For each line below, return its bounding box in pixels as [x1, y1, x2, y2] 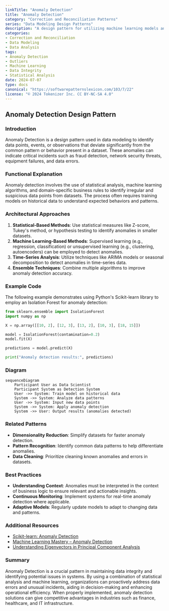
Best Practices [5, 471, 42, 478]
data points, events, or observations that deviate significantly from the [5, 142, 151, 148]
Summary [5, 557, 30, 564]
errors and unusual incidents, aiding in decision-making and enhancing [5, 584, 152, 590]
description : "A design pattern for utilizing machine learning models [5, 26, 158, 31]
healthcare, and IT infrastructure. [5, 600, 74, 606]
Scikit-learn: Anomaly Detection [12, 534, 79, 540]
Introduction [5, 125, 36, 132]
